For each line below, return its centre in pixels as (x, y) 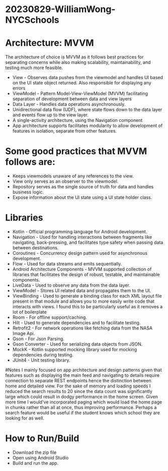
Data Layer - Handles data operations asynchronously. (69, 104)
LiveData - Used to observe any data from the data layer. (71, 285)
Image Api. (24, 333)
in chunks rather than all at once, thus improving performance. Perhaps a (81, 407)
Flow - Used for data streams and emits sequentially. (67, 264)
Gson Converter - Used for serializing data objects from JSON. (77, 344)
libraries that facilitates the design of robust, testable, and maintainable (86, 275)
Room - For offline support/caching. (50, 317)
